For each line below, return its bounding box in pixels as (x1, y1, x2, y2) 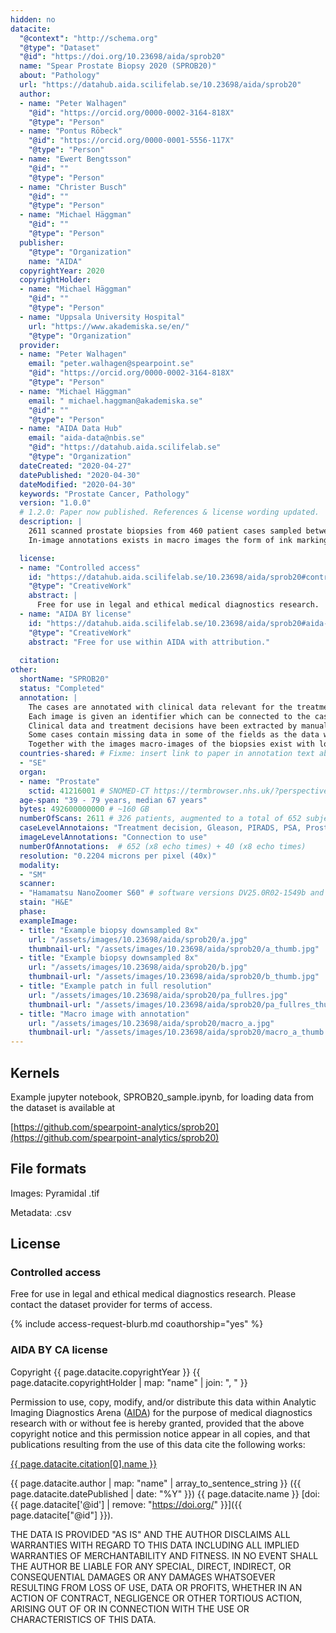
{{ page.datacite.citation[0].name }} (10, 1457, 158, 1470)
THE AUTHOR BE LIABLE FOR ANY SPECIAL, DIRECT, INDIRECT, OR (10, 1560, 292, 1572)
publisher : (19, 237, 65, 248)
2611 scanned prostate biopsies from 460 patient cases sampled (28, 526, 302, 536)
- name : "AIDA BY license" (19, 609, 132, 619)
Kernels (10, 1064, 60, 1081)
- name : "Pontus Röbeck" (19, 126, 123, 136)
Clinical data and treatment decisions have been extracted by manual (28, 721, 329, 731)
